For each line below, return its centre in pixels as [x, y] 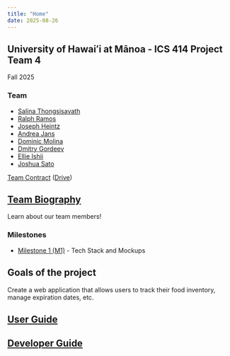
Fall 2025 [21, 77]
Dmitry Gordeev [41, 149]
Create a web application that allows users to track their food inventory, [111, 289]
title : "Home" [28, 14]
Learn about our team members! [54, 217]
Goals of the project [52, 273]
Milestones [27, 235]
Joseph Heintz [39, 126]
